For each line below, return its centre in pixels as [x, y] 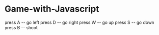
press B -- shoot [21, 27]
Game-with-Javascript [52, 9]
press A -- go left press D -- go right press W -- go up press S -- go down [79, 22]
